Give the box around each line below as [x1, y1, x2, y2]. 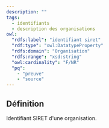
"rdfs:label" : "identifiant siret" [11, 37, 101, 43]
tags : [6, 14, 20, 21]
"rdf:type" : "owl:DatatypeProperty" [11, 43, 104, 49]
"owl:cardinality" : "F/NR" [11, 59, 79, 65]
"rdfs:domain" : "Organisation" [11, 48, 90, 54]
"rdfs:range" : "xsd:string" [11, 54, 83, 60]
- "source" [17, 76, 45, 82]
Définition [6, 98, 44, 109]
